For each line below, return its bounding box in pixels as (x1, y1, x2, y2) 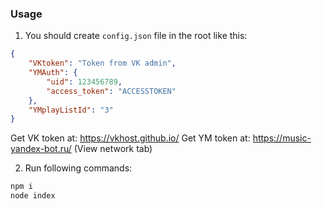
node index (10, 191, 56, 201)
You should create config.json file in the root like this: (24, 30, 248, 42)
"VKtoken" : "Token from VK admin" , (28, 58, 177, 69)
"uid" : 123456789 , (46, 77, 123, 87)
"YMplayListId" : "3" (28, 105, 114, 115)
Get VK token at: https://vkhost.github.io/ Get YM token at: (10, 132, 251, 144)
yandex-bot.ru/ (10, 143, 72, 155)
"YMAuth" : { (28, 68, 78, 78)
